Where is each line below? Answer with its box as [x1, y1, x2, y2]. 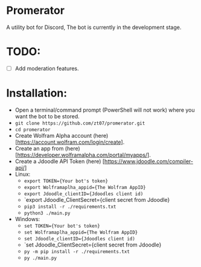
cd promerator [14, 126, 51, 133]
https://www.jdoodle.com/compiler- [104, 158, 193, 165]
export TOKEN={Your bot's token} [24, 178, 109, 184]
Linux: [14, 170, 31, 178]
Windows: [14, 215, 40, 222]
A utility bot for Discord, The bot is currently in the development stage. [6, 24, 182, 31]
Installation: [6, 86, 68, 100]
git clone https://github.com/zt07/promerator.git [14, 120, 145, 126]
